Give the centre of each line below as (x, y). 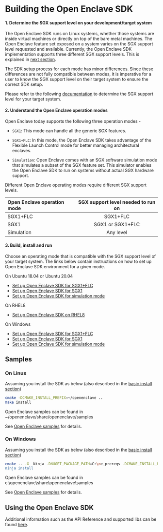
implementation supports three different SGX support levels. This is (72, 54)
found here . (16, 525)
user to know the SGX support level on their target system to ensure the (77, 79)
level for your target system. (33, 99)
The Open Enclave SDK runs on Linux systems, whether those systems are (80, 34)
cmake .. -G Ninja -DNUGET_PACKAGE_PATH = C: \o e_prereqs (63, 464)
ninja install (19, 468)
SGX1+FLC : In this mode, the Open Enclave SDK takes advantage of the (81, 140)
